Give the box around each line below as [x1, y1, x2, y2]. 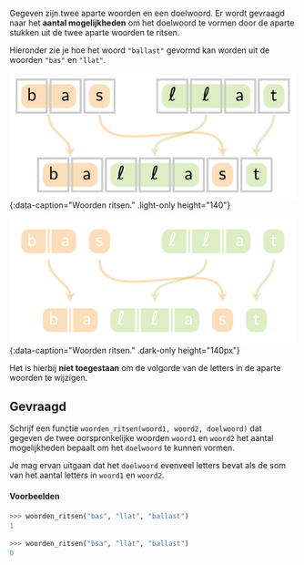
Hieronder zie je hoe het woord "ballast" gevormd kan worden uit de [9, 45, 270, 56]
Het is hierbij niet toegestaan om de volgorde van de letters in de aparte [9, 363, 281, 374]
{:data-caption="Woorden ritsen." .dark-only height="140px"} [9, 345, 241, 356]
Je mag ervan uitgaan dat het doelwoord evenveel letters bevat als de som [9, 460, 287, 471]
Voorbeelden [9, 490, 60, 501]
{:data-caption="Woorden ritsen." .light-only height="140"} [9, 200, 231, 211]
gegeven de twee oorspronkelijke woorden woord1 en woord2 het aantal [9, 433, 274, 444]
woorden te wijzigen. [9, 373, 88, 384]
